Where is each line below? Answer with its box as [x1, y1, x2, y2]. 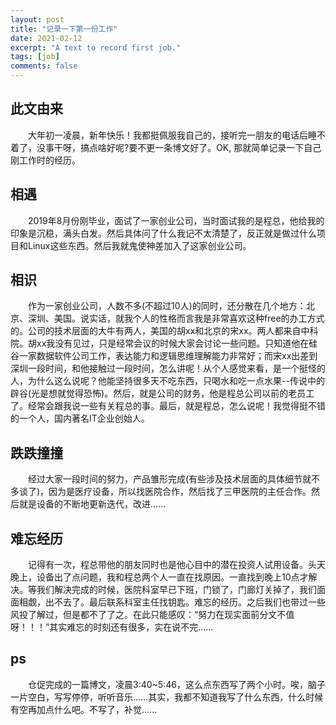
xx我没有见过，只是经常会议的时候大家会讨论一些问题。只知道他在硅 [36, 337, 318, 350]
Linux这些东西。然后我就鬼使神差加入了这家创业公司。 [27, 239, 252, 251]
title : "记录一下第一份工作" [10, 24, 118, 34]
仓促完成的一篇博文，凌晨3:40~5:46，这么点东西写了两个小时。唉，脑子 [28, 678, 326, 690]
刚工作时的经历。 [10, 154, 81, 166]
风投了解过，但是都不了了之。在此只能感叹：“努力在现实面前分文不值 [10, 609, 295, 621]
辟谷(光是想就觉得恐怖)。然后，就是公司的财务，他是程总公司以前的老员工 [10, 387, 315, 400]
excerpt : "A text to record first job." [10, 42, 182, 53]
